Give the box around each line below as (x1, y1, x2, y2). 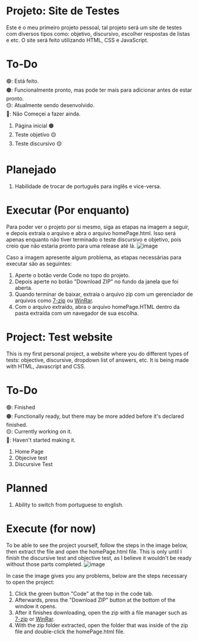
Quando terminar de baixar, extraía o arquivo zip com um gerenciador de (14, 290, 193, 298)
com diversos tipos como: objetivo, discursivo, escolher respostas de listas (6, 30, 190, 37)
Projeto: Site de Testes (6, 4, 120, 18)
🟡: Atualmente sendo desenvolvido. (6, 101, 95, 108)
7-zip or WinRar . (14, 615, 55, 623)
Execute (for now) (6, 522, 96, 535)
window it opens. (14, 602, 57, 609)
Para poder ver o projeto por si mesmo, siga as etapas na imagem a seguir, (6, 223, 190, 230)
